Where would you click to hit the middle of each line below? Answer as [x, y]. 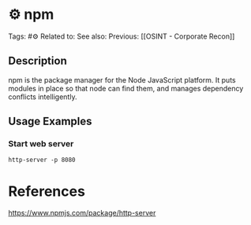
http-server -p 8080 [42, 160]
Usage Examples [50, 122]
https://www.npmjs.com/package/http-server [82, 213]
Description [37, 61]
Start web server [41, 144]
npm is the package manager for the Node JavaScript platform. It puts [122, 79]
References [47, 191]
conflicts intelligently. [43, 97]
